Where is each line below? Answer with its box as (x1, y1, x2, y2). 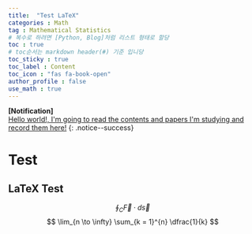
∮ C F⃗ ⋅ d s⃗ (115, 202, 150, 214)
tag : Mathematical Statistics (8, 26, 111, 34)
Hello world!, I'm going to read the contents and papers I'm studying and (8, 115, 245, 124)
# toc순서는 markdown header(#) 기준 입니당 (8, 48, 144, 56)
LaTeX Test (8, 182, 64, 195)
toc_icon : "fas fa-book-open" (8, 70, 111, 78)
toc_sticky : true (8, 56, 69, 64)
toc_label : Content (8, 63, 77, 71)
